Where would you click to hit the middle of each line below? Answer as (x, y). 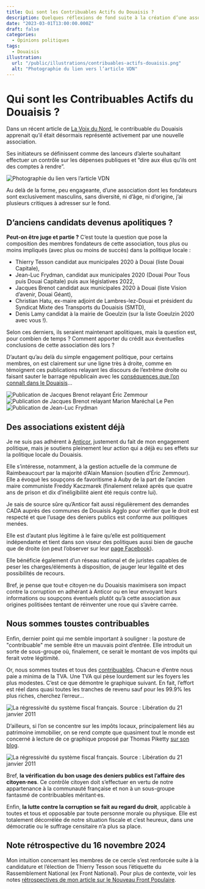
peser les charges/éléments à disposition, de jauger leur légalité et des (95, 567)
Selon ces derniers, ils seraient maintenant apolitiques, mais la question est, (102, 332)
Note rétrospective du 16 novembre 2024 (86, 845)
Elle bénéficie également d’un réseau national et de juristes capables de (97, 560)
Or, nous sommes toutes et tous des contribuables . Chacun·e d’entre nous (100, 670)
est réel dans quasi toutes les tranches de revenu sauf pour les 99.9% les (99, 689)
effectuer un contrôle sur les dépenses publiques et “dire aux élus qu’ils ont (101, 160)
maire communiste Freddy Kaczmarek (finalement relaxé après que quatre (100, 485)
